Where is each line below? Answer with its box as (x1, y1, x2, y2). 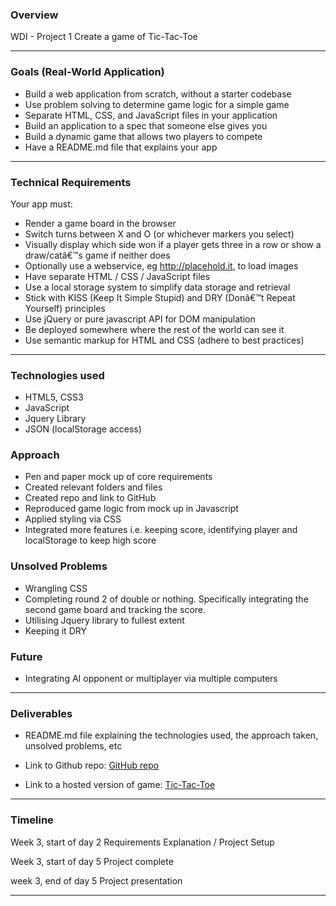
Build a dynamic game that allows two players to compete (24, 130, 263, 142)
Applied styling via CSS (24, 513, 122, 525)
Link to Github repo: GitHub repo (24, 759, 160, 772)
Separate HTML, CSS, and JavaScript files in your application (24, 109, 278, 121)
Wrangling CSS (24, 582, 88, 594)
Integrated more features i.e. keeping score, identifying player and (24, 524, 298, 536)
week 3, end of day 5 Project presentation (10, 874, 183, 887)
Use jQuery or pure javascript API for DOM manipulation (24, 313, 256, 325)
